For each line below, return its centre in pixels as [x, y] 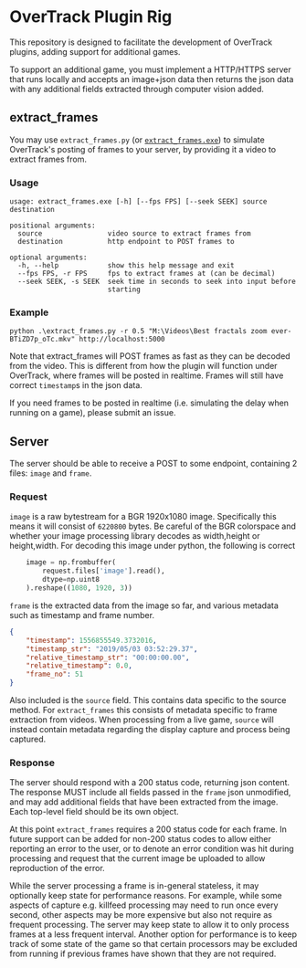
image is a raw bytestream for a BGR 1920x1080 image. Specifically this [143, 517]
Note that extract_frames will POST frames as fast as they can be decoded [150, 356]
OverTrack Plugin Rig [91, 17]
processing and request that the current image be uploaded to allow [137, 858]
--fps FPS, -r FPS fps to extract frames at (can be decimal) [147, 274]
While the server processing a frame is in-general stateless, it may [134, 886]
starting [124, 289]
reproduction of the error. [57, 868]
